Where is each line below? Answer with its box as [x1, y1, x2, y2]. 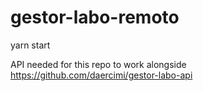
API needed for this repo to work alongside [10, 58, 187, 70]
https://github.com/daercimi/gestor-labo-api [10, 69, 193, 81]
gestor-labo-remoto [10, 6, 180, 29]
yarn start [10, 39, 51, 51]
